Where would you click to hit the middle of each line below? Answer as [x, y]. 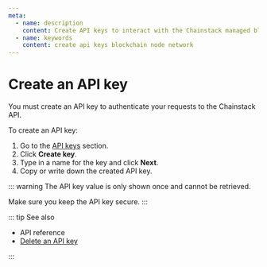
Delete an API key [48, 241]
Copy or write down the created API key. [86, 171]
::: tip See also [31, 217]
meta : [17, 15]
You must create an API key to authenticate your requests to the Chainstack [132, 106]
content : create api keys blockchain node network [108, 45]
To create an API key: [43, 130]
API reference [42, 233]
